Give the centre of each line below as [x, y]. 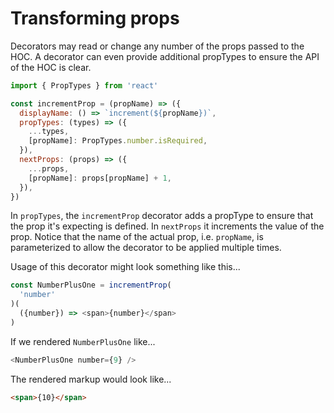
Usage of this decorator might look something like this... [125, 267]
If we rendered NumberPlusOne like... [83, 341]
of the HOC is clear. [51, 67]
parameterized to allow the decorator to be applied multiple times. [146, 248]
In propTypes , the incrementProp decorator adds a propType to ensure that [162, 216]
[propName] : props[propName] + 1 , [100, 178]
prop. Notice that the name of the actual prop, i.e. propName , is [137, 237]
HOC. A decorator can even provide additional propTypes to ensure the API [165, 56]
